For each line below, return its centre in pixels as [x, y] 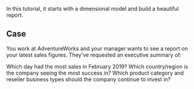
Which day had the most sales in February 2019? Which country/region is [97, 66]
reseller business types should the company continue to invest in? [89, 79]
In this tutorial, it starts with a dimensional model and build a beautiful [93, 9]
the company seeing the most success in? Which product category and [95, 73]
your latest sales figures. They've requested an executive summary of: [94, 55]
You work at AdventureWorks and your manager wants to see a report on [97, 48]
